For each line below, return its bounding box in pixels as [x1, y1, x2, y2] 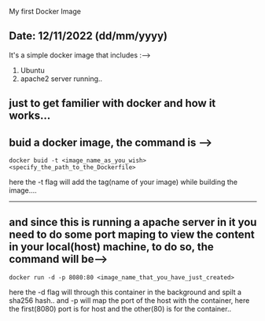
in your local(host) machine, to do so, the [9, 240, 215, 254]
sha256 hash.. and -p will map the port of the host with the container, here [9, 295, 250, 305]
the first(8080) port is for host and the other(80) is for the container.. [9, 304, 231, 313]
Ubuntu [20, 65, 46, 75]
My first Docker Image [9, 7, 82, 16]
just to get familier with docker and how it [9, 97, 216, 110]
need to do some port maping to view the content [9, 228, 255, 242]
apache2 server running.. [20, 74, 103, 83]
